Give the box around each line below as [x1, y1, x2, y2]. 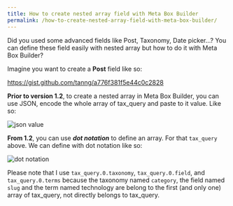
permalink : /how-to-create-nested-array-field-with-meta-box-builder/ [7, 17, 218, 24]
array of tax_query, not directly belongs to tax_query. [7, 191, 160, 199]
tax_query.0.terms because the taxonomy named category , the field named [7, 176, 225, 184]
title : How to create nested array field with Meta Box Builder [7, 10, 199, 18]
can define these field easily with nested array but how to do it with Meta [7, 43, 218, 52]
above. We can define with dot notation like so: [7, 141, 143, 149]
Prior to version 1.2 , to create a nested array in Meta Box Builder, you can [7, 92, 219, 100]
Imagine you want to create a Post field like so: [7, 64, 143, 73]
